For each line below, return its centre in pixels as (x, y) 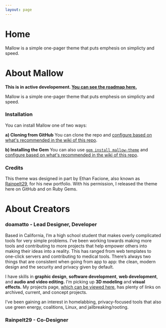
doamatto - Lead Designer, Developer (51, 225)
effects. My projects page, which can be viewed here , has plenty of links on (83, 287)
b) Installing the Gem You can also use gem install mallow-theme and (77, 149)
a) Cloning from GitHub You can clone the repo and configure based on (79, 135)
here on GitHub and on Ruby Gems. (41, 189)
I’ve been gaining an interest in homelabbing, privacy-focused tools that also (83, 302)
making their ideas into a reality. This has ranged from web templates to (78, 251)
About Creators (38, 209)
